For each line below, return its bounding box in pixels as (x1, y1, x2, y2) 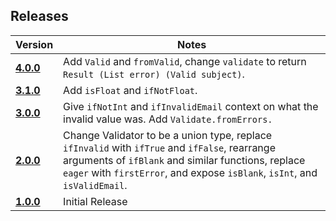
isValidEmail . (63, 178, 128, 192)
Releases (10, 8, 69, 25)
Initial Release (63, 194, 128, 208)
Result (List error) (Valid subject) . (63, 67, 245, 81)
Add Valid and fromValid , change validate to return (63, 54, 307, 68)
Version (15, 37, 54, 51)
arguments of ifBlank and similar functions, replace (63, 153, 306, 167)
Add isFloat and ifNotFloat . (63, 83, 198, 97)
